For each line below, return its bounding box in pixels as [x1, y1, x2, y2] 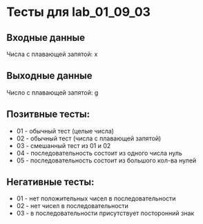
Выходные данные [6, 70, 93, 82]
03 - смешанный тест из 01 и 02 [16, 141, 111, 149]
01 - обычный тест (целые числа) [16, 127, 115, 135]
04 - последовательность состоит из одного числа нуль [16, 149, 182, 157]
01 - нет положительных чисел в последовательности [16, 194, 177, 203]
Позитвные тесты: [6, 109, 90, 120]
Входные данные [6, 32, 86, 44]
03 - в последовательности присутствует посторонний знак [16, 209, 195, 218]
